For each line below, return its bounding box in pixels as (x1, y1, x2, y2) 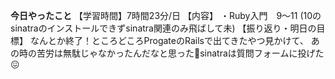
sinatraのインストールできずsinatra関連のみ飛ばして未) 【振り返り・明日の (10, 22, 317, 34)
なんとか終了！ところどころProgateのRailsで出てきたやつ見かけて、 (29, 35, 309, 46)
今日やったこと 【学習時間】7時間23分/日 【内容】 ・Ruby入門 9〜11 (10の (10, 10, 322, 21)
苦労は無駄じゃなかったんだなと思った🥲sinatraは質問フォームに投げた (36, 47, 325, 59)
